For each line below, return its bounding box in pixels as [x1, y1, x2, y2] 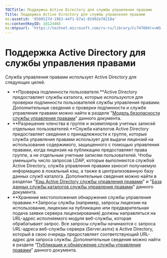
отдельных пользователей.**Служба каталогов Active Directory [12, 126, 149, 132]
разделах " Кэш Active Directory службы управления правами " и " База [12, 179, 162, 185]
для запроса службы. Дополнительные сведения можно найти [26, 237, 161, 243]
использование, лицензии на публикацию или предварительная [12, 205, 149, 211]
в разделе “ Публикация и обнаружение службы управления [12, 242, 141, 248]
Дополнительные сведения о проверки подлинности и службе [12, 105, 147, 111]
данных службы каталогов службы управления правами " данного [12, 184, 154, 190]
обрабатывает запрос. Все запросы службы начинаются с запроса [12, 221, 156, 227]
